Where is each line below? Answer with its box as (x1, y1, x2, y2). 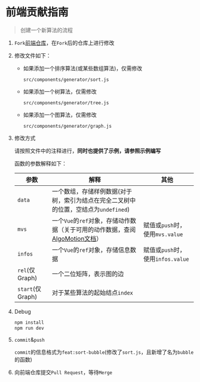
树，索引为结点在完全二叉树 (52, 196, 130, 204)
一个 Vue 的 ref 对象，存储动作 (52, 216, 131, 225)
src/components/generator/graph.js (23, 123, 112, 129)
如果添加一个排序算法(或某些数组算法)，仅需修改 (23, 64, 143, 72)
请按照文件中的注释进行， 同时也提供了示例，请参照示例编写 (14, 147, 161, 154)
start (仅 (17, 284, 41, 293)
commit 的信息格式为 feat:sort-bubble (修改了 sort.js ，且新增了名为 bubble (14, 348, 194, 356)
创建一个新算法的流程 (20, 26, 73, 34)
